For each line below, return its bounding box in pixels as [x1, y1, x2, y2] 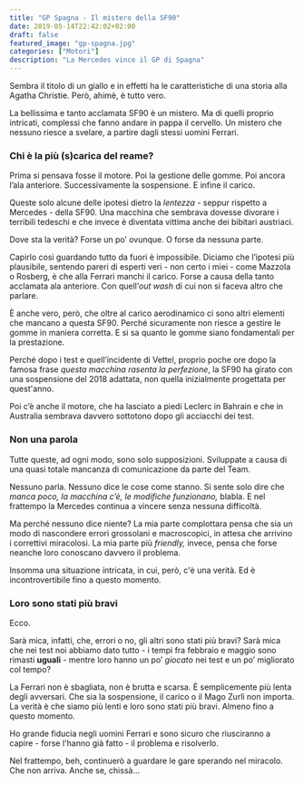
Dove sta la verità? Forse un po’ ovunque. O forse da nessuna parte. [9, 234, 264, 245]
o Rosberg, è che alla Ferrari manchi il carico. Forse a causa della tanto [9, 271, 275, 282]
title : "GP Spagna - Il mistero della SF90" [9, 13, 181, 23]
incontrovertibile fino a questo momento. [9, 574, 162, 585]
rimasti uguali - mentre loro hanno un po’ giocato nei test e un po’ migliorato [9, 654, 295, 665]
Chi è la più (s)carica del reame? [9, 149, 154, 162]
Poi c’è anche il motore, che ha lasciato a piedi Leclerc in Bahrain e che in [9, 401, 284, 412]
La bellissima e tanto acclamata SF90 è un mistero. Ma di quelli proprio [9, 108, 274, 118]
